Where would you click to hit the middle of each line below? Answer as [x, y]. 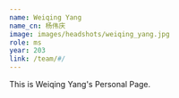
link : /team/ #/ [38, 59]
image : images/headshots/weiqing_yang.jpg [89, 34]
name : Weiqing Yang [46, 17]
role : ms [26, 42]
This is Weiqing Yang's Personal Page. [80, 84]
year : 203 [28, 51]
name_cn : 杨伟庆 [38, 26]
